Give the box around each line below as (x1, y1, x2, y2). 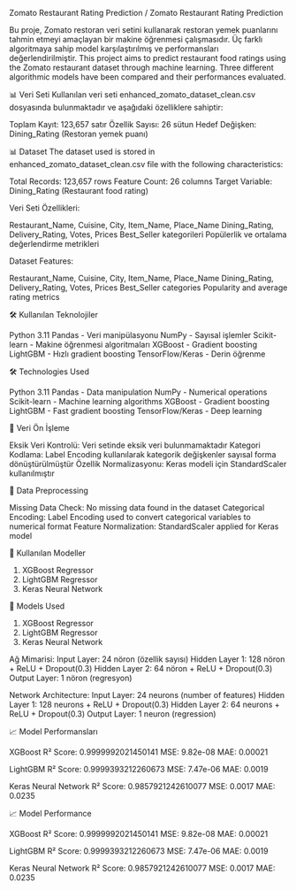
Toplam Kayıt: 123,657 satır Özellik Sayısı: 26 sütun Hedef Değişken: (9, 119, 257, 129)
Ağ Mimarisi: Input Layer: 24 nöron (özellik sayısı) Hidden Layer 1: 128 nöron (9, 654, 285, 664)
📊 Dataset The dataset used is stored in (9, 146, 156, 157)
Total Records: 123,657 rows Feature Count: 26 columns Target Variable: (9, 176, 273, 187)
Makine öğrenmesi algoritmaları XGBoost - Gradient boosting (34, 340, 258, 349)
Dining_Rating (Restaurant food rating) (9, 186, 148, 196)
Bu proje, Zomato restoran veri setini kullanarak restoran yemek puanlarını (9, 25, 278, 35)
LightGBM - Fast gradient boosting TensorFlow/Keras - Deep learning (9, 406, 262, 416)
